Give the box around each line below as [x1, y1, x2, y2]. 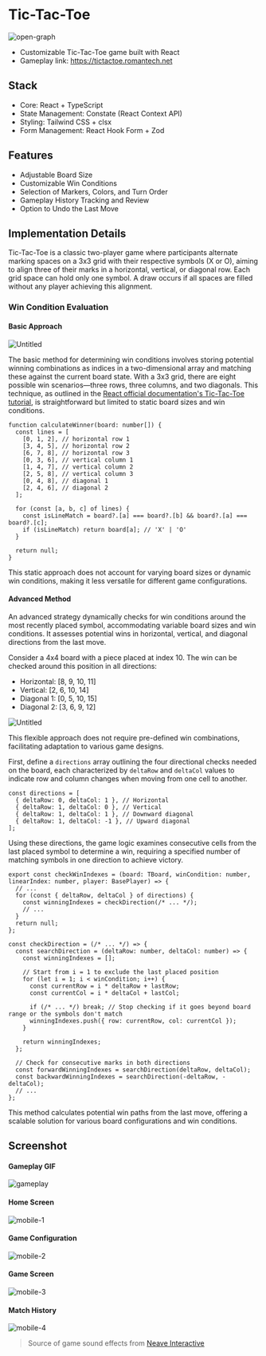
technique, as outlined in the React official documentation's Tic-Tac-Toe [8, 388, 245, 398]
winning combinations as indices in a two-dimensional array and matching [8, 363, 252, 372]
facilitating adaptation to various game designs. [8, 741, 165, 751]
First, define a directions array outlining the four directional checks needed [8, 757, 257, 766]
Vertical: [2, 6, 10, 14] [19, 685, 89, 694]
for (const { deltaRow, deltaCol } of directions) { [15, 891, 194, 899]
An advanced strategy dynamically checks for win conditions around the [8, 611, 246, 621]
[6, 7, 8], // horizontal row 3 [22, 449, 130, 457]
